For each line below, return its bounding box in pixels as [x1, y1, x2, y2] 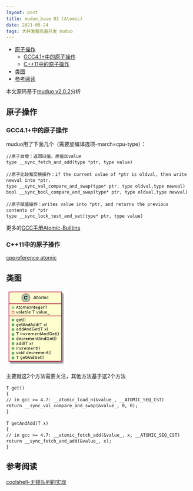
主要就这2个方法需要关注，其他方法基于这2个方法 [6, 372, 127, 380]
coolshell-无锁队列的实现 [6, 478, 66, 485]
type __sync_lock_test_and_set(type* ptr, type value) [6, 213, 144, 219]
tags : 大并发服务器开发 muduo [6, 28, 74, 34]
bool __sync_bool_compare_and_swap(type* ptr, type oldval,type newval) [6, 189, 188, 195]
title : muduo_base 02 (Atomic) [6, 15, 83, 22]
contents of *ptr [6, 207, 49, 213]
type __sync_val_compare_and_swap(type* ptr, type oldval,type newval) [6, 183, 185, 189]
